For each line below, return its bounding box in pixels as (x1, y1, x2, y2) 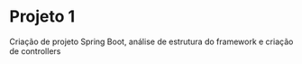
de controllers (9, 45, 61, 56)
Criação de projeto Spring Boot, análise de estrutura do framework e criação (9, 36, 294, 47)
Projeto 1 (9, 6, 76, 27)
